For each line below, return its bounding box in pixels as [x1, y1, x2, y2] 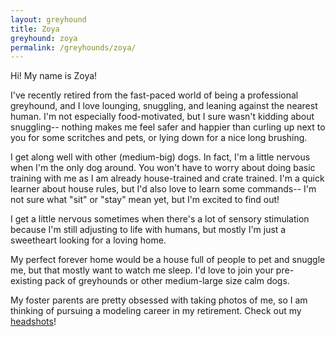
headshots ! [10, 316, 57, 328]
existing [10, 275, 43, 287]
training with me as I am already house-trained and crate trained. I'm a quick [10, 172, 325, 185]
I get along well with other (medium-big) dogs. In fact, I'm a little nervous [10, 151, 311, 163]
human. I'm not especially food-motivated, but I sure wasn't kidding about [10, 111, 315, 123]
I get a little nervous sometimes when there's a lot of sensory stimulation [10, 213, 310, 225]
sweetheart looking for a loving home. [10, 234, 167, 246]
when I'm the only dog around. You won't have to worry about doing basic [10, 162, 316, 174]
